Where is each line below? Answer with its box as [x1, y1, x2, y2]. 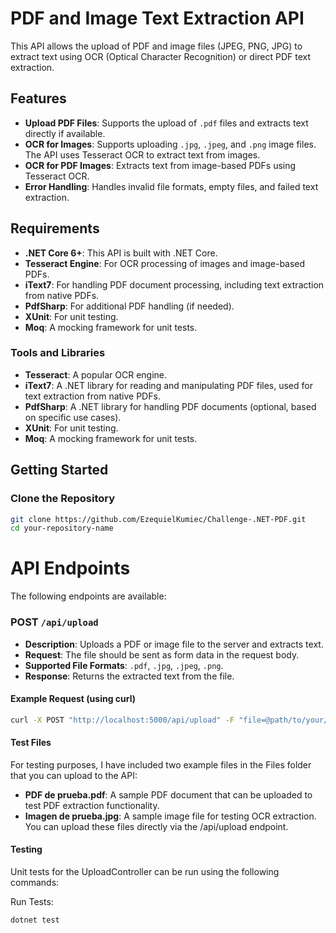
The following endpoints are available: [10, 590, 167, 602]
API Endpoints [10, 557, 131, 580]
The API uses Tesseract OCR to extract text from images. [24, 148, 261, 161]
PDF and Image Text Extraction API [10, 7, 305, 30]
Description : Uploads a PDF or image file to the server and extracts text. [24, 638, 324, 650]
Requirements [10, 220, 100, 237]
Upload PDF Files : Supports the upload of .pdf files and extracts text [24, 117, 309, 129]
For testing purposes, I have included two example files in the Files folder [10, 758, 312, 771]
